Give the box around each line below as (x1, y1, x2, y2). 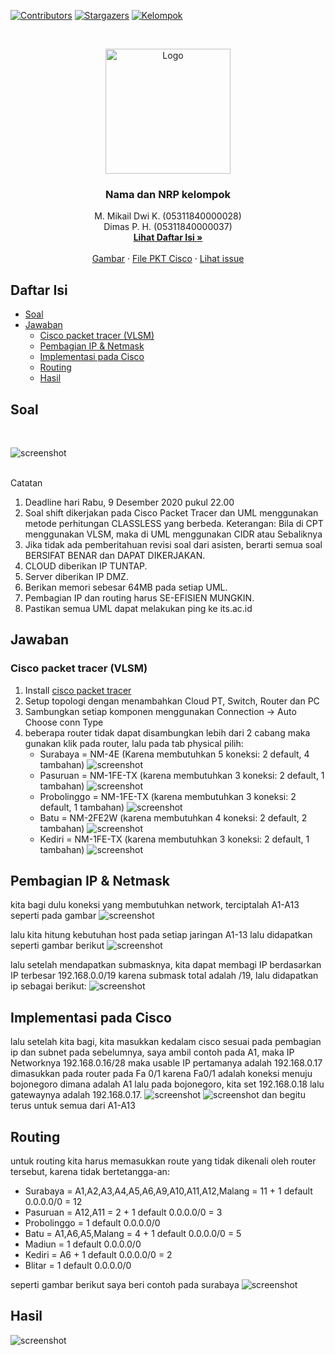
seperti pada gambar (10, 910, 97, 922)
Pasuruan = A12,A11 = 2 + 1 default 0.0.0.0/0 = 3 (24, 1206, 223, 1219)
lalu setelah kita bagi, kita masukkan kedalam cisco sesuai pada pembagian (10, 1036, 322, 1048)
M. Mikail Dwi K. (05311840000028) (94, 210, 242, 222)
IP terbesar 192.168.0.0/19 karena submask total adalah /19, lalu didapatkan (10, 970, 319, 982)
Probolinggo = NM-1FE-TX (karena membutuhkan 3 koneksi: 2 (39, 790, 297, 802)
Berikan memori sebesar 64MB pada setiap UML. (24, 581, 228, 593)
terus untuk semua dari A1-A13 (10, 1100, 136, 1112)
